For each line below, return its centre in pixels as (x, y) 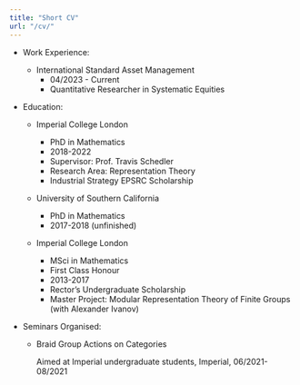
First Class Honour (85, 270)
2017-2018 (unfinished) (93, 225)
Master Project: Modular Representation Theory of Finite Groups (170, 299)
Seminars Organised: (62, 326)
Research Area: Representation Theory (122, 171)
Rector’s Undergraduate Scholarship (118, 289)
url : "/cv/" (32, 26)
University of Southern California (98, 198)
